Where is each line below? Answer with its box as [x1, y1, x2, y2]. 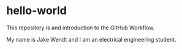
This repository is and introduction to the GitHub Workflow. [6, 24, 155, 31]
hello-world [6, 4, 67, 18]
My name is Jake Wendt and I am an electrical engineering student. [6, 36, 176, 43]
